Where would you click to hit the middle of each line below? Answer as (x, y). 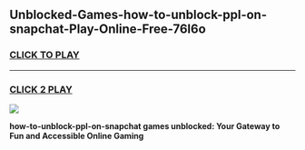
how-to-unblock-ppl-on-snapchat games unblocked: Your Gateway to (145, 125)
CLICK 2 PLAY (41, 89)
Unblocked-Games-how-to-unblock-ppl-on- (138, 15)
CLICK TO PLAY (44, 55)
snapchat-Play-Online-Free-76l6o (108, 30)
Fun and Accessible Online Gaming (77, 135)
